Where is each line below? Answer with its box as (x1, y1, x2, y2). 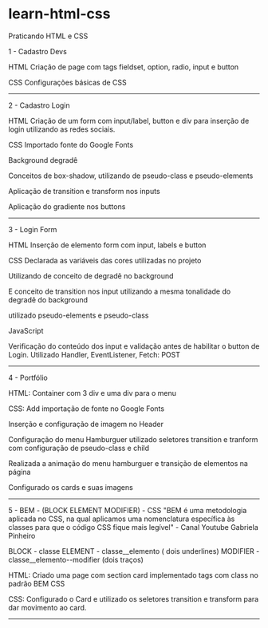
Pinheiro (8, 531, 36, 540)
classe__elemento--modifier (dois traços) (8, 555, 144, 564)
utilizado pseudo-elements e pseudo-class (8, 310, 149, 320)
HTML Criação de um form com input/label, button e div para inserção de (8, 116, 250, 125)
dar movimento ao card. (8, 602, 87, 612)
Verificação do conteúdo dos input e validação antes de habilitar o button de (8, 341, 260, 351)
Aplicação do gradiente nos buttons (8, 201, 126, 211)
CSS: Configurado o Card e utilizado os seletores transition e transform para (8, 594, 259, 603)
